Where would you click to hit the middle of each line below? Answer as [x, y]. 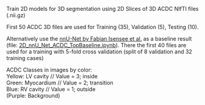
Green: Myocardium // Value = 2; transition [60, 83]
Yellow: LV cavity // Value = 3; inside [52, 76]
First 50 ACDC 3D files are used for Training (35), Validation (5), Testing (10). [103, 27]
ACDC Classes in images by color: [49, 70]
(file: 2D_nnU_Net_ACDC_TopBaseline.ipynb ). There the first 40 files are [96, 45]
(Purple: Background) [33, 96]
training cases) [25, 58]
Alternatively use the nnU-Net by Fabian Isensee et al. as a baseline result [99, 39]
